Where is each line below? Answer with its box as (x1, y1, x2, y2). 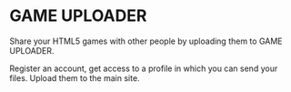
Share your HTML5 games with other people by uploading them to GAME (9, 36, 283, 46)
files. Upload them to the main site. (9, 72, 140, 83)
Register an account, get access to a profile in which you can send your (9, 63, 278, 74)
